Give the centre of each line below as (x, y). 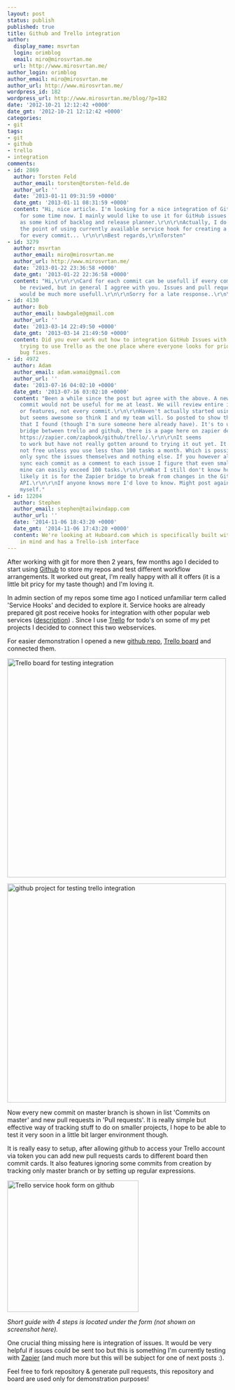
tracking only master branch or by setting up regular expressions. (101, 1171)
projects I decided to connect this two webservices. (82, 627)
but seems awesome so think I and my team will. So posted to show (120, 418)
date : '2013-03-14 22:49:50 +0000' (65, 327)
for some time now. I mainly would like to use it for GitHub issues (123, 216)
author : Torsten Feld (45, 177)
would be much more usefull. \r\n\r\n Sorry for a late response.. (117, 294)
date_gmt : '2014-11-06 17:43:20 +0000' (72, 529)
